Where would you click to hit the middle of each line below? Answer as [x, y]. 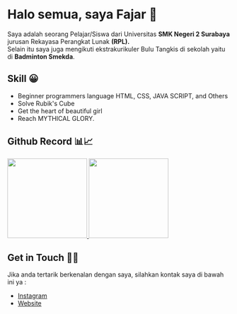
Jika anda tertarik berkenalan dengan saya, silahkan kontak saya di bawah [116, 274]
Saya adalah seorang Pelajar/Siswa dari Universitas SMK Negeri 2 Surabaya [118, 34]
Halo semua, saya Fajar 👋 [82, 14]
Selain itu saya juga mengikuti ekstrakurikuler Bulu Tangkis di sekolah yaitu [116, 49]
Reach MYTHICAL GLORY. [56, 118]
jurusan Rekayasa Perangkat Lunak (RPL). [69, 41]
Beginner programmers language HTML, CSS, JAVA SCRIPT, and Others [123, 95]
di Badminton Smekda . [41, 57]
